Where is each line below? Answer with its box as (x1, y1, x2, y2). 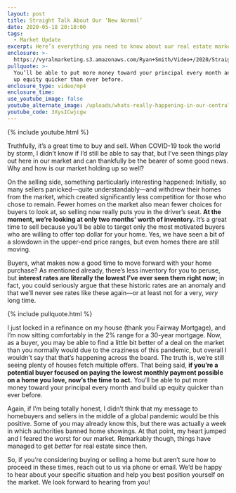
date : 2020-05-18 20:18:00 (7, 23, 86, 30)
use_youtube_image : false (7, 96, 83, 103)
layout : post (7, 10, 46, 18)
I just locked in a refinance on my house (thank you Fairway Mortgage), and (7, 323, 226, 332)
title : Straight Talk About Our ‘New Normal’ (7, 17, 143, 24)
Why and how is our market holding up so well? (7, 163, 145, 173)
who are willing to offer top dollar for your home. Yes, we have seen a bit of (7, 230, 225, 238)
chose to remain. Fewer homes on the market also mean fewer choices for (7, 200, 223, 208)
